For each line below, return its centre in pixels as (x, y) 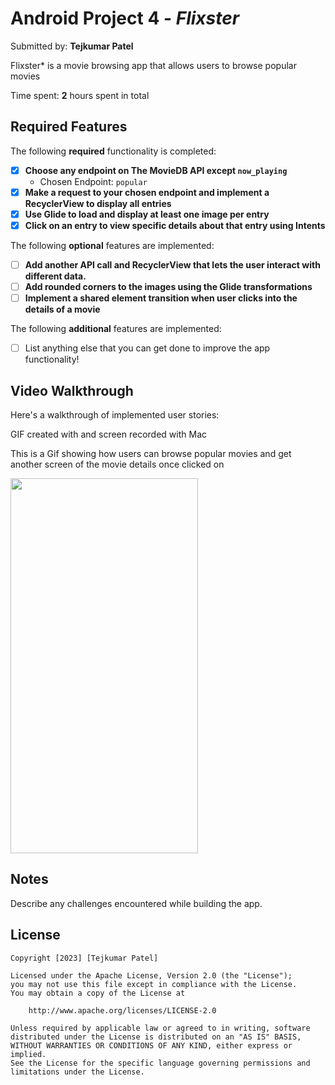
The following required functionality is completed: (113, 151)
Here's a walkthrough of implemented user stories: (115, 415)
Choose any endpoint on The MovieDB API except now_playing (156, 170)
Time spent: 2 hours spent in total (80, 95)
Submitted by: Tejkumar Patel (72, 46)
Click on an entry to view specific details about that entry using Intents (175, 225)
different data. (55, 276)
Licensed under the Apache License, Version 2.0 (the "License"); (151, 975)
